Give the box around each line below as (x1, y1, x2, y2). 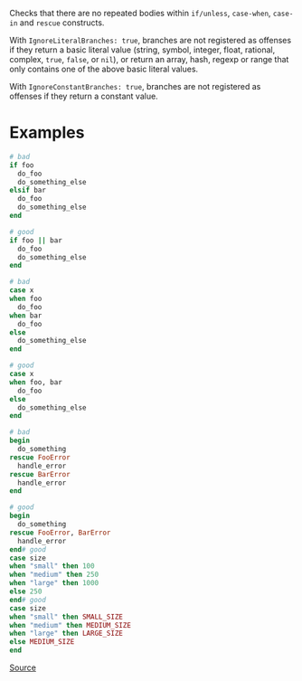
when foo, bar (9, 377, 63, 387)
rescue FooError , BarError (9, 528, 111, 537)
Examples (9, 122, 85, 143)
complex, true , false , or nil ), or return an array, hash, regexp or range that (9, 54, 289, 64)
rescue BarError (9, 469, 71, 478)
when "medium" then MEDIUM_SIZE (9, 620, 131, 629)
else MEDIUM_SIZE (9, 638, 75, 647)
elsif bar (9, 185, 47, 195)
